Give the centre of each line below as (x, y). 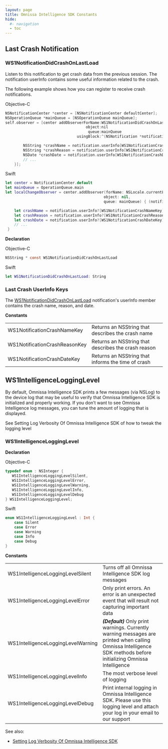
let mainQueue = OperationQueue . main (44, 188)
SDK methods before (127, 652)
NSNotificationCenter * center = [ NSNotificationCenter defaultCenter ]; (81, 113)
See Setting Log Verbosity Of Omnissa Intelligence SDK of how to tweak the (83, 423)
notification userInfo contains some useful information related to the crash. (82, 79)
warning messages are (129, 634)
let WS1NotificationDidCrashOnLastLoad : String (56, 277)
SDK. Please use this (126, 700)
